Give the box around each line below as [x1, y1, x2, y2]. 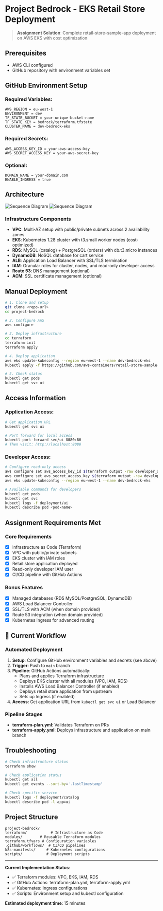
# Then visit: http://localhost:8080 [5, 442, 81, 447]
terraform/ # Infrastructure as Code [5, 830, 103, 835]
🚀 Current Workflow [5, 632, 66, 640]
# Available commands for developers [5, 487, 81, 492]
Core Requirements [5, 533, 52, 540]
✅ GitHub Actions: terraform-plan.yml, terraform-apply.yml [12, 879, 130, 885]
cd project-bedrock [5, 309, 45, 314]
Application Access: [5, 409, 54, 415]
